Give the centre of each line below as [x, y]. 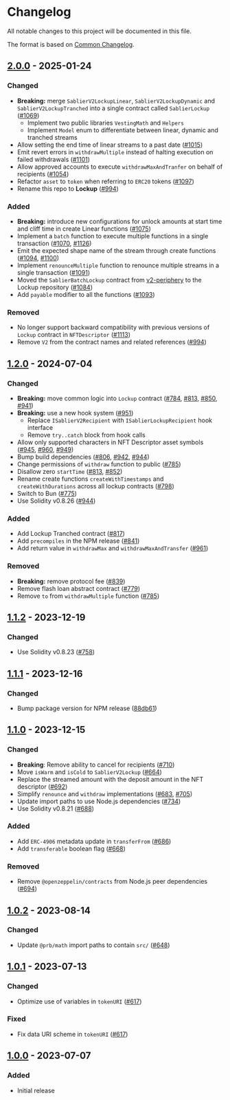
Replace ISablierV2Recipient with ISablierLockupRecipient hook [120, 420]
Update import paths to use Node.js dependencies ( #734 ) [99, 801]
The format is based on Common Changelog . [71, 44]
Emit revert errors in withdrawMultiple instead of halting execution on [115, 152]
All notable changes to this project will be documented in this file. [100, 31]
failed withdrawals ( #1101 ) [54, 159]
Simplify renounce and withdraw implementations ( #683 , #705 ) [105, 793]
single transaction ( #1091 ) [54, 272]
